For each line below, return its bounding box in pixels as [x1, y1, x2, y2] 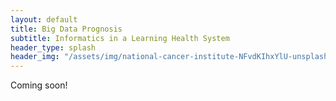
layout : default [10, 14, 78, 25]
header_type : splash [10, 42, 97, 53]
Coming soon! [10, 79, 68, 91]
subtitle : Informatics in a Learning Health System [10, 33, 230, 43]
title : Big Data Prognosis [10, 24, 123, 34]
